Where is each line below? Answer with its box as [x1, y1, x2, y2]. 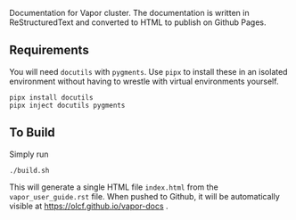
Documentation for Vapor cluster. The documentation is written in [9, 8, 250, 18]
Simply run [9, 149, 49, 159]
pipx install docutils [9, 93, 94, 102]
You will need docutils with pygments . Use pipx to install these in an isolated [9, 66, 288, 77]
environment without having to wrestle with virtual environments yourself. [9, 76, 279, 86]
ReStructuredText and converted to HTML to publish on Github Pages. [9, 17, 267, 28]
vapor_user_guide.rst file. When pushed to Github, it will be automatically [9, 191, 281, 201]
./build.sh [9, 166, 50, 175]
